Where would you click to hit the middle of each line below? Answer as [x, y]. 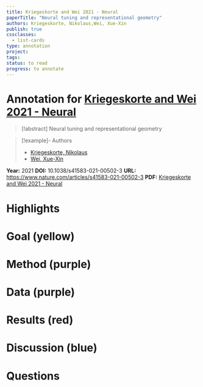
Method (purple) [49, 264]
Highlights [33, 208]
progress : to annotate [35, 69]
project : [17, 52]
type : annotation [28, 46]
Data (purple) [41, 292]
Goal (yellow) [41, 236]
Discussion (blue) [52, 348]
